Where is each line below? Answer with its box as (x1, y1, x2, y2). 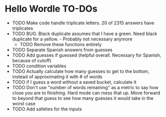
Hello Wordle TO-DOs (5, 3, 98, 15)
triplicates (12, 25, 34, 31)
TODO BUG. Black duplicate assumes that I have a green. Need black (12, 30, 157, 36)
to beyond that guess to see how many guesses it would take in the (12, 95, 154, 101)
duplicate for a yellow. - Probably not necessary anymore (12, 36, 133, 42)
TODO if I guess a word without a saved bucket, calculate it (12, 79, 137, 85)
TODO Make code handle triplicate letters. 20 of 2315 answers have (12, 20, 155, 26)
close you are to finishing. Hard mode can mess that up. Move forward (12, 90, 160, 96)
